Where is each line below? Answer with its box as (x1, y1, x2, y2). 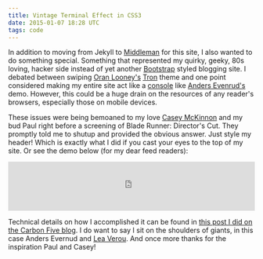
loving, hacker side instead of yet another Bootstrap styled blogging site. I (8, 64, 247, 74)
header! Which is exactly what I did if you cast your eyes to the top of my (8, 138, 243, 148)
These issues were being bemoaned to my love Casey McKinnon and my (8, 113, 243, 122)
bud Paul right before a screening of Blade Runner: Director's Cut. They (8, 121, 239, 130)
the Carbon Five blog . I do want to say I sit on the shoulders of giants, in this (8, 225, 254, 235)
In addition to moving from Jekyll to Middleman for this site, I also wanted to (8, 48, 253, 57)
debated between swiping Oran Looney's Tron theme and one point (8, 72, 226, 82)
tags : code (8, 26, 44, 34)
